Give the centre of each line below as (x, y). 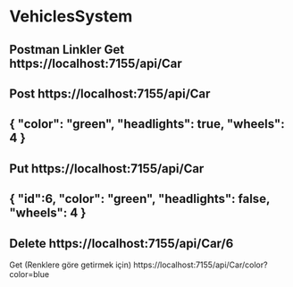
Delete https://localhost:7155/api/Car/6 (121, 243)
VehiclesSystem (71, 17)
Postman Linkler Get (67, 50)
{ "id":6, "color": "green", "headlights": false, (140, 199)
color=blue (29, 274)
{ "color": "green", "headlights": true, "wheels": (147, 124)
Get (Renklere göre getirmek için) (71, 265)
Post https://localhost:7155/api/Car (110, 93)
